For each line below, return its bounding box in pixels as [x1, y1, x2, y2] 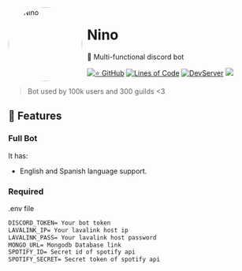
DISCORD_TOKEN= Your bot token [8, 219, 111, 227]
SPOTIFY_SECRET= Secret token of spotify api [8, 255, 160, 264]
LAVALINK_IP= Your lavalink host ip [8, 226, 128, 234]
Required [8, 186, 44, 197]
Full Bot [8, 133, 38, 144]
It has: [8, 150, 29, 160]
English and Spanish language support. [19, 166, 147, 176]
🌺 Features [8, 110, 62, 123]
